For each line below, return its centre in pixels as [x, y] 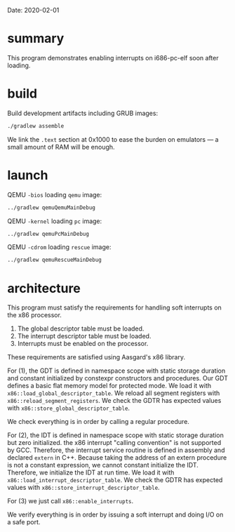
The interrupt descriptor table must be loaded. [84, 336]
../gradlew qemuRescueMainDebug [54, 260]
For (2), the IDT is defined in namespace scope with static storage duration [116, 435]
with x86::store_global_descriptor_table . [69, 408]
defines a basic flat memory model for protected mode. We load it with [109, 386]
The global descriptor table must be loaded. [81, 328]
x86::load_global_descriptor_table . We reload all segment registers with [114, 393]
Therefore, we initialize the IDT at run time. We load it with [91, 472]
